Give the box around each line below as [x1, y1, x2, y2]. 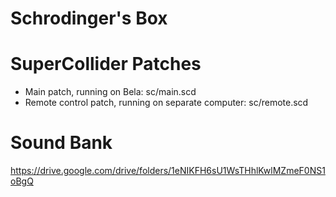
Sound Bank [10, 132, 113, 154]
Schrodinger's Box [10, 7, 168, 30]
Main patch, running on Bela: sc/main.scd [24, 86, 197, 98]
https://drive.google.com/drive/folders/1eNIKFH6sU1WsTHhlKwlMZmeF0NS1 [10, 165, 326, 177]
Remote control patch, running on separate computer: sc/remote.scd [24, 97, 309, 109]
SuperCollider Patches [10, 53, 202, 76]
